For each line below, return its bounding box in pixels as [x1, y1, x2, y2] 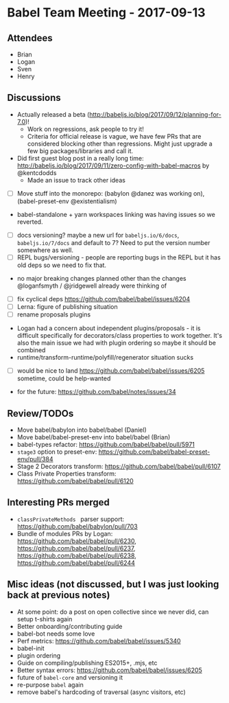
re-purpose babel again [16, 680, 84, 689]
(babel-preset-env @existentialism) [16, 197, 118, 205]
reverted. [16, 218, 43, 226]
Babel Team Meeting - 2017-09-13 [7, 5, 206, 21]
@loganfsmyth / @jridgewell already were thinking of [16, 281, 167, 290]
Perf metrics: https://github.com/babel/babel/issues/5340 [16, 636, 181, 645]
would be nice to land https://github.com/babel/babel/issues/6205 [16, 367, 205, 375]
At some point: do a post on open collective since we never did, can [16, 608, 209, 616]
